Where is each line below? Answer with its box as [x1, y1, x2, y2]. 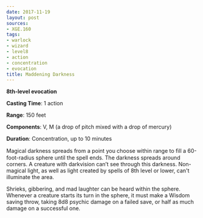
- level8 [6, 49, 29, 55]
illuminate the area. [6, 174, 54, 181]
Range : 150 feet [6, 111, 46, 119]
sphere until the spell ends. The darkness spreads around [35, 154, 181, 161]
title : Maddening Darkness [6, 71, 75, 77]
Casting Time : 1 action [6, 100, 63, 107]
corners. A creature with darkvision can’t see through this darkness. [6, 161, 177, 168]
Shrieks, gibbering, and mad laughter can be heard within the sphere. [6, 185, 181, 192]
